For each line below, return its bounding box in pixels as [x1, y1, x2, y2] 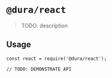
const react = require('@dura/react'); [6, 56, 107, 62]
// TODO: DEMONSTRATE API [6, 66, 71, 72]
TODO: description [21, 22, 68, 29]
